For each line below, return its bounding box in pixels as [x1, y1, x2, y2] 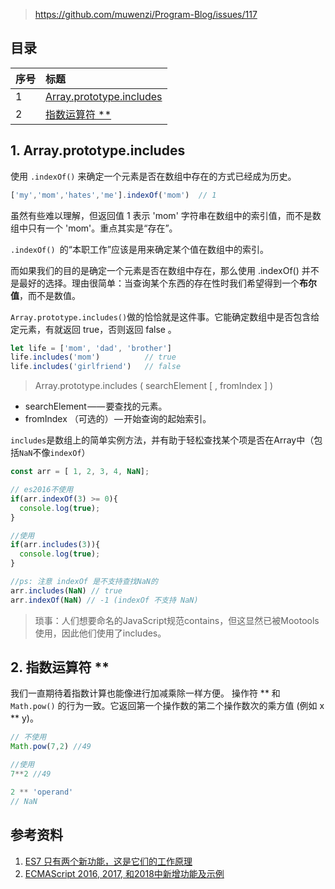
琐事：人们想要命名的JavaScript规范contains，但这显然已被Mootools [34, 614, 320, 626]
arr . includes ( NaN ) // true [10, 585, 123, 596]
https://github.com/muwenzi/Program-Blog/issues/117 [34, 9, 258, 20]
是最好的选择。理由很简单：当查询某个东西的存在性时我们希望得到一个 [10, 277, 300, 289]
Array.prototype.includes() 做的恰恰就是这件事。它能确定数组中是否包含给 [10, 310, 320, 323]
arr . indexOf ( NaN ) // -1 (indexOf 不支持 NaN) [10, 595, 199, 605]
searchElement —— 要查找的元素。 [24, 400, 168, 413]
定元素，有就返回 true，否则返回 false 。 [10, 323, 177, 335]
